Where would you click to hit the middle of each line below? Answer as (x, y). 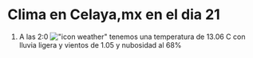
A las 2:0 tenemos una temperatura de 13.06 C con (132, 37)
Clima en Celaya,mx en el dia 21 (114, 15)
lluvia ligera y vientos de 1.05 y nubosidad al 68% (100, 44)
